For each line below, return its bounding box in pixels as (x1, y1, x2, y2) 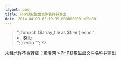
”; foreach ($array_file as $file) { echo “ (16, 30, 95, 36)
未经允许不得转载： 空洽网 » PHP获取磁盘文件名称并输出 (5, 50, 116, 56)
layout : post (5, 7, 31, 12)
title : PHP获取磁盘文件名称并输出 (5, 12, 67, 17)
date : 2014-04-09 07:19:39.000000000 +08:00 (5, 16, 96, 21)
